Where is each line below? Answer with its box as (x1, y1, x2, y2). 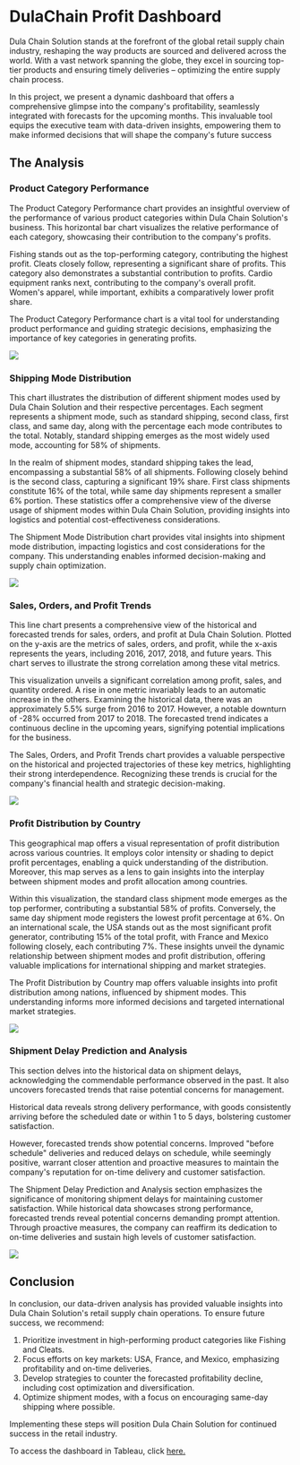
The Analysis (9, 155, 85, 171)
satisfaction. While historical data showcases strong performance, (9, 1202, 253, 1213)
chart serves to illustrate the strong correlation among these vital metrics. (9, 658, 280, 668)
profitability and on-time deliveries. (21, 1363, 152, 1374)
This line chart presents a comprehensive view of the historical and (9, 620, 257, 631)
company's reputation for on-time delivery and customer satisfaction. (9, 1167, 266, 1177)
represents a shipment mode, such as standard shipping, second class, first (9, 410, 289, 422)
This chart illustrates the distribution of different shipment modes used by (9, 392, 280, 402)
